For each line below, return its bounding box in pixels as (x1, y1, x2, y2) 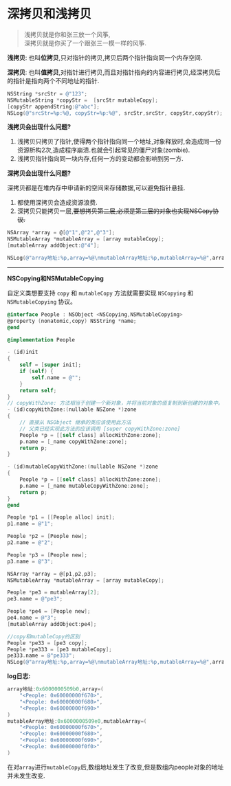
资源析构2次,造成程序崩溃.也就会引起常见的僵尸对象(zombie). (16, 146, 190, 155)
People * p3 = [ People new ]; (7, 551, 88, 559)
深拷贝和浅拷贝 (7, 6, 92, 22)
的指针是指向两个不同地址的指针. (7, 76, 100, 85)
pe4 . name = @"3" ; (7, 614, 57, 622)
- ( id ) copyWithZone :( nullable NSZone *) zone (7, 406, 137, 413)
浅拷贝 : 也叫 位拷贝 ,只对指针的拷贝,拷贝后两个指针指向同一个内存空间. (7, 53, 203, 62)
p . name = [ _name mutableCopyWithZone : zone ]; (19, 482, 149, 489)
